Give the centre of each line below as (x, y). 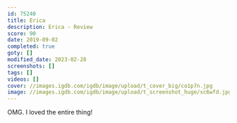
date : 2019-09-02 (33, 40)
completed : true (31, 46)
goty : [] (20, 53)
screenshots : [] (31, 66)
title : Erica (26, 20)
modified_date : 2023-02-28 (47, 60)
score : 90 (22, 33)
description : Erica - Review (50, 27)
